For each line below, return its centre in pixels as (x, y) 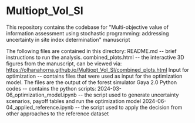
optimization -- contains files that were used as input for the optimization (94, 76)
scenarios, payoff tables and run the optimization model (74, 101)
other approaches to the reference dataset (58, 114)
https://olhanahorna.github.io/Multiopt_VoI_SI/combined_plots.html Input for (98, 69)
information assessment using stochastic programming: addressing (88, 33)
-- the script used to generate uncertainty (129, 95)
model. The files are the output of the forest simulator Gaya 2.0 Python (92, 82)
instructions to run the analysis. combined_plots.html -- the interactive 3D (95, 57)
